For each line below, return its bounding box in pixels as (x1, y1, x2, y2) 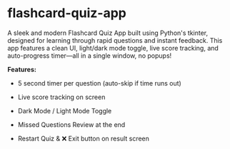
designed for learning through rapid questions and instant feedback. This (7, 36, 223, 44)
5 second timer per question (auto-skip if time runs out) (17, 78, 182, 87)
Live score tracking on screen (17, 93, 106, 101)
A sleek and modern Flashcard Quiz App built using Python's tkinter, (7, 29, 209, 37)
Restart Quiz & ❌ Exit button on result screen (17, 134, 150, 143)
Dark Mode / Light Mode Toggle (17, 106, 112, 115)
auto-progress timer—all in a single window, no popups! (7, 51, 172, 60)
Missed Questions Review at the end (17, 120, 126, 129)
